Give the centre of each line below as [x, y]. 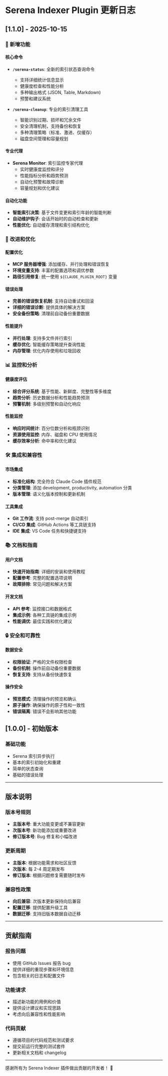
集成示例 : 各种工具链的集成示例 [44, 615]
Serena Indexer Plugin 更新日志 [70, 10]
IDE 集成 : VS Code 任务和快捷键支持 [49, 531]
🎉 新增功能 [18, 44]
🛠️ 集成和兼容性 [24, 455]
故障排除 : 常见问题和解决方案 [42, 584]
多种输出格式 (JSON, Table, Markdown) [60, 92]
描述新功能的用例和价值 [36, 1001]
